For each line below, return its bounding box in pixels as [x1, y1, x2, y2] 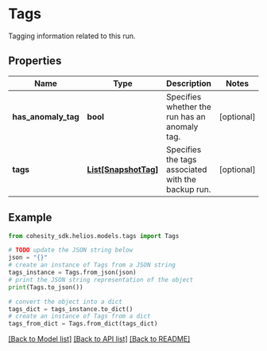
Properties [8, 54, 62, 68]
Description [166, 77, 212, 88]
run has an [166, 111, 206, 122]
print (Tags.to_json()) [8, 283, 83, 291]
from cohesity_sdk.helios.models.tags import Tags [8, 232, 180, 240]
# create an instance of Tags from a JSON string [8, 261, 176, 269]
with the [166, 174, 197, 185]
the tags [166, 154, 197, 165]
